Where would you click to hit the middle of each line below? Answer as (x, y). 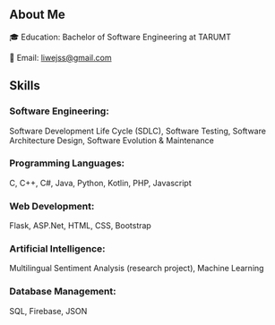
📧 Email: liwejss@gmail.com (60, 57)
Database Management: (63, 292)
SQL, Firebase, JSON (48, 311)
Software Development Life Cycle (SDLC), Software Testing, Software (138, 131)
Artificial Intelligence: (57, 249)
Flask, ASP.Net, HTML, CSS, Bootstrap (81, 226)
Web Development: (52, 206)
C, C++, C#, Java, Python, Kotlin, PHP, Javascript (100, 183)
